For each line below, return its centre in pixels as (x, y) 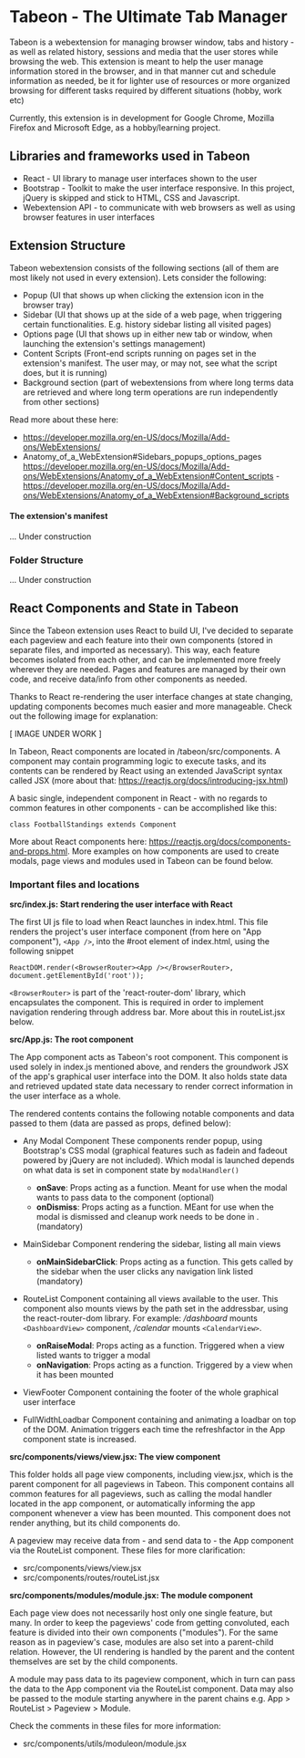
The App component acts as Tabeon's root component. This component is (149, 1057)
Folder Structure (46, 560)
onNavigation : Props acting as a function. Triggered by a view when (164, 1365)
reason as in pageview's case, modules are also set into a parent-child (142, 1642)
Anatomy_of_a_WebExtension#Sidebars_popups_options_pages (142, 456)
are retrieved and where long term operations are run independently (150, 392)
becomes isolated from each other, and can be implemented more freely (145, 660)
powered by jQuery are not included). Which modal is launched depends (158, 1160)
